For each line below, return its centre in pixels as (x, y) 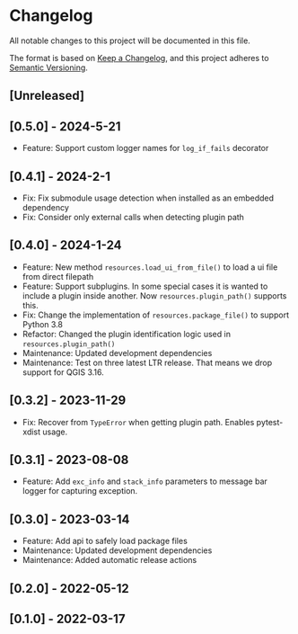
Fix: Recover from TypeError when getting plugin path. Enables (138, 422)
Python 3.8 (42, 324)
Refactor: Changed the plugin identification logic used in (127, 334)
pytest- (270, 422)
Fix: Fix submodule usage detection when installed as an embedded (148, 198)
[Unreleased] (47, 96)
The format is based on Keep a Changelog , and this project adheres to (139, 58)
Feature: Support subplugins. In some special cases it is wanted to (145, 286)
